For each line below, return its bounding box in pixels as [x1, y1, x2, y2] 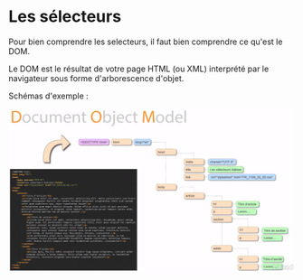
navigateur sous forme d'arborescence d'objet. [8, 72, 185, 83]
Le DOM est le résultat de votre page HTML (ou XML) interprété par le [8, 63, 270, 74]
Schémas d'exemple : [8, 90, 90, 101]
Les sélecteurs [8, 6, 122, 27]
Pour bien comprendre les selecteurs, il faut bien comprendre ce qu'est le [8, 36, 283, 47]
